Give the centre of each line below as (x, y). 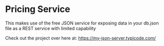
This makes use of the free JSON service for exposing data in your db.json (82, 23)
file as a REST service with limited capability (50, 28)
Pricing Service (38, 9)
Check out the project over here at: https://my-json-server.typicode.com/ (80, 38)
